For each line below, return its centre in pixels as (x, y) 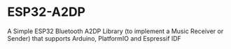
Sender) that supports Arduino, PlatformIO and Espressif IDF (94, 38)
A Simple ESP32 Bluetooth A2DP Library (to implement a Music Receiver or (115, 31)
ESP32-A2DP (47, 12)
